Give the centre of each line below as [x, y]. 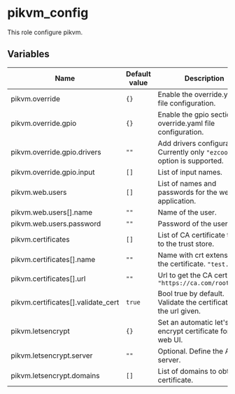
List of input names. [190, 172]
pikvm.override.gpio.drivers [56, 152]
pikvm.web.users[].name [52, 212]
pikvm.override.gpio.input [53, 172]
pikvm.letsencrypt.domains [55, 375]
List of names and [187, 183]
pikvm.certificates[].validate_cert [65, 302]
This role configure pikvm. [45, 32]
